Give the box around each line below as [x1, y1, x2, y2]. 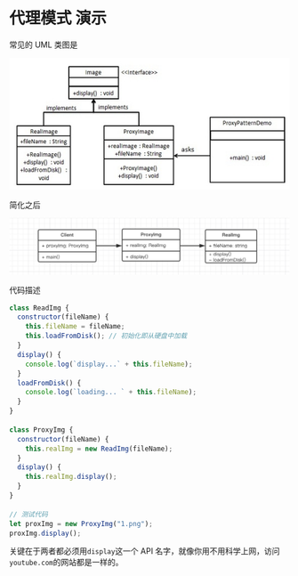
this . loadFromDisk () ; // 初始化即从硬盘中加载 [25, 331, 188, 341]
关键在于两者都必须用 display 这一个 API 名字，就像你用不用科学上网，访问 [9, 546, 280, 556]
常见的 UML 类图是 [9, 39, 78, 50]
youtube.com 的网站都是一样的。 [9, 557, 124, 568]
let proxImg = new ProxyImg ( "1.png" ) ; [9, 519, 153, 528]
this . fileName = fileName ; [25, 322, 125, 331]
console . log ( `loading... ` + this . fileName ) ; [25, 388, 197, 397]
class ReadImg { [9, 304, 69, 312]
